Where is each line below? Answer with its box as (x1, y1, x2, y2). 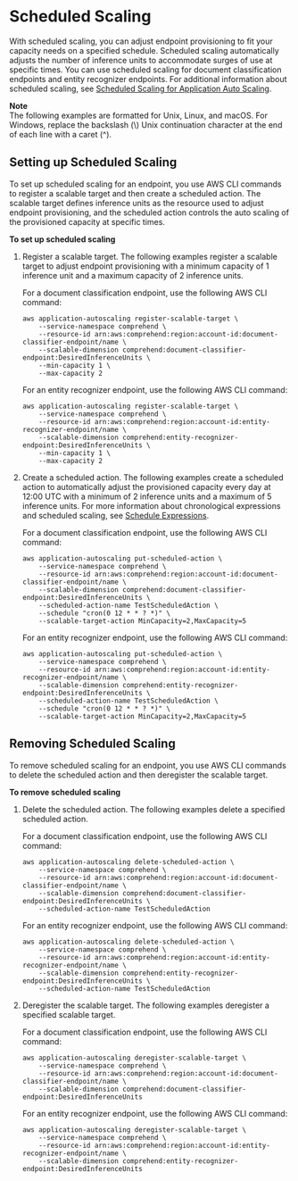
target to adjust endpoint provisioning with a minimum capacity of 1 (21, 261, 269, 271)
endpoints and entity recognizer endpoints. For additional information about (9, 73, 287, 84)
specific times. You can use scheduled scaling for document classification (9, 64, 282, 75)
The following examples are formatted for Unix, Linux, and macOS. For (9, 110, 269, 121)
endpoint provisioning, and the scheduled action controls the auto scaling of (9, 207, 290, 218)
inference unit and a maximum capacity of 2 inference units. (21, 270, 244, 280)
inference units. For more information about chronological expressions (21, 500, 281, 511)
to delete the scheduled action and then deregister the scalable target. (9, 769, 269, 780)
